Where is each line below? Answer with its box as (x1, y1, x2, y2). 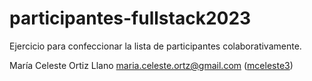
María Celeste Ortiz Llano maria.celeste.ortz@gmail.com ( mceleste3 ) (9, 59, 294, 71)
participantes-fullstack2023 (9, 7, 252, 30)
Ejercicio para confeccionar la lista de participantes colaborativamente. (9, 40, 302, 52)
